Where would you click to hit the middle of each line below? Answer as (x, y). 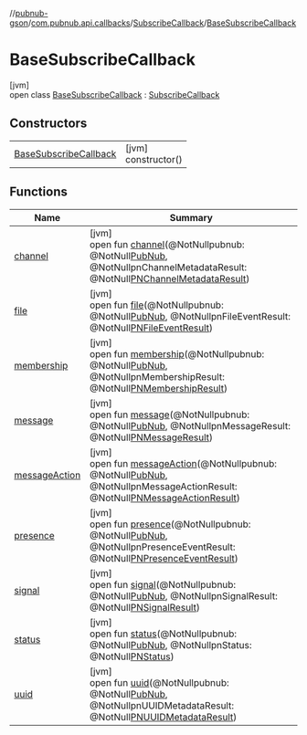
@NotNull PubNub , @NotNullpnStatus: (171, 645)
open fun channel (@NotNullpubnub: (167, 244)
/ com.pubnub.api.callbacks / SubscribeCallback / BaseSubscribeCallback (162, 23)
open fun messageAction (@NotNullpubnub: (183, 463)
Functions (39, 192)
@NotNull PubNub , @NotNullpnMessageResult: (190, 425)
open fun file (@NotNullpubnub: (157, 305)
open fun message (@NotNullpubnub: (170, 415)
